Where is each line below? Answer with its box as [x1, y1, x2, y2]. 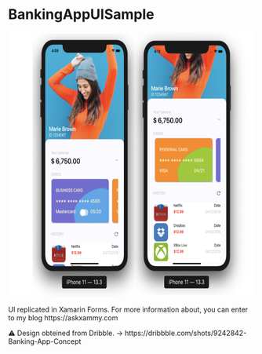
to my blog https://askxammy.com [8, 312, 118, 323]
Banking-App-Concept [8, 336, 82, 346]
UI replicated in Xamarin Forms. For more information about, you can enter [8, 305, 249, 314]
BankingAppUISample [8, 5, 155, 24]
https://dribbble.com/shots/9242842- [124, 328, 247, 338]
